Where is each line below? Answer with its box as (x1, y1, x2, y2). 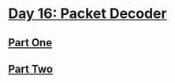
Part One (8, 36, 53, 49)
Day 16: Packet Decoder (8, 5, 167, 23)
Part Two (8, 62, 54, 75)
